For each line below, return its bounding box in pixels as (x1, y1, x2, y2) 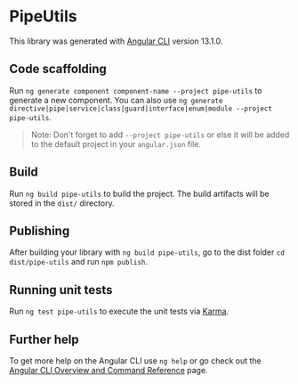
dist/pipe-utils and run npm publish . (9, 257, 149, 267)
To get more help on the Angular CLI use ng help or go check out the (9, 355, 262, 366)
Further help (9, 331, 80, 347)
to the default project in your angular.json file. (30, 138, 202, 149)
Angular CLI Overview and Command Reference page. (9, 365, 208, 375)
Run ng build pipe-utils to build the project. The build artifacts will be (9, 188, 270, 199)
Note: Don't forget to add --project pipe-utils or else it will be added (30, 129, 290, 140)
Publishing (9, 223, 70, 238)
